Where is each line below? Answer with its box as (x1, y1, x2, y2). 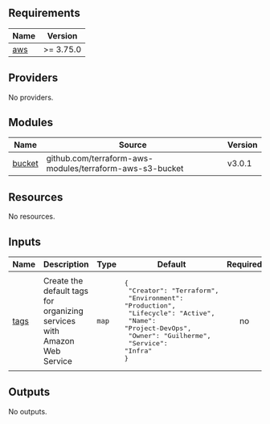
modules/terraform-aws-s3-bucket (46, 163, 184, 174)
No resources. (8, 212, 55, 222)
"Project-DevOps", (124, 324, 192, 332)
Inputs (8, 234, 42, 248)
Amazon (43, 335, 75, 346)
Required (226, 259, 263, 270)
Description (43, 259, 90, 270)
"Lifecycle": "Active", (128, 309, 215, 318)
